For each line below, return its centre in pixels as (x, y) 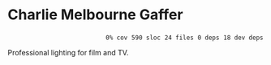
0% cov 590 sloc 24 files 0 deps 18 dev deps (185, 38)
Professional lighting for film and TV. (68, 52)
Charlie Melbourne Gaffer (95, 15)
